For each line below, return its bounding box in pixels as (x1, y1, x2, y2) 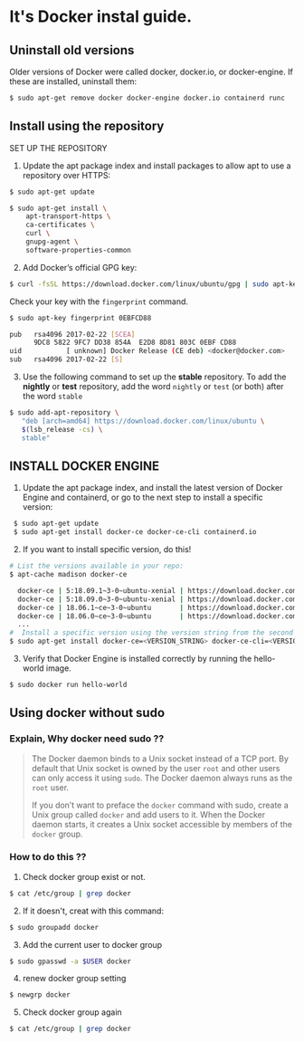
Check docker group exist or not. (22, 871, 147, 882)
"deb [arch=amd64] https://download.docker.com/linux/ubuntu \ (21, 416, 265, 425)
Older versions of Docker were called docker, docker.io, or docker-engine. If (9, 66, 294, 77)
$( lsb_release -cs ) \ (21, 425, 103, 434)
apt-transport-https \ (25, 212, 111, 221)
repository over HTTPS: (22, 169, 111, 180)
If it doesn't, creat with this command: (22, 905, 165, 916)
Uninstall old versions (9, 43, 135, 58)
